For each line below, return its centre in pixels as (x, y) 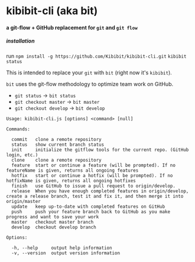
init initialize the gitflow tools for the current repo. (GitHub (100, 150)
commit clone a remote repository (56, 139)
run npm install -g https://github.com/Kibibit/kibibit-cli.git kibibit (96, 56)
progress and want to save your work (53, 217)
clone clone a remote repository (56, 160)
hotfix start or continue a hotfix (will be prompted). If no (92, 175)
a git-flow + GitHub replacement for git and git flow (72, 27)
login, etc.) (22, 155)
